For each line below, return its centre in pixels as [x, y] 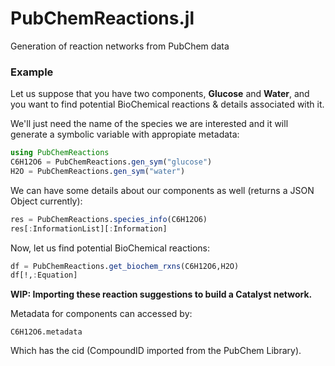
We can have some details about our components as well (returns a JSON [162, 190]
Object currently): [46, 201]
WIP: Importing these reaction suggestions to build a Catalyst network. [161, 294]
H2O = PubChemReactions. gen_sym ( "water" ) [98, 171]
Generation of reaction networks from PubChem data [120, 46]
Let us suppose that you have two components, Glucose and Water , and [160, 94]
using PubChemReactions [60, 153]
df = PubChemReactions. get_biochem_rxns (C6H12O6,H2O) [125, 266]
